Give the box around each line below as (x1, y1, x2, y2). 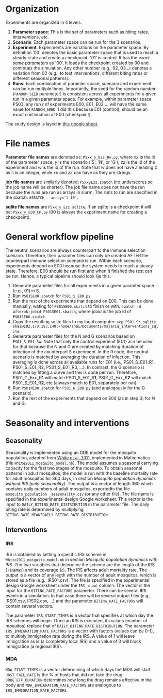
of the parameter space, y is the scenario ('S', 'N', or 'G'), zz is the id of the (5, 159, 155, 165)
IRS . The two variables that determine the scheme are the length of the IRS (5, 561, 155, 567)
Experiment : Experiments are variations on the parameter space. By (12, 44, 149, 50)
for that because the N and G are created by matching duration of (12, 344, 144, 349)
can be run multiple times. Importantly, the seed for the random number (12, 86, 156, 91)
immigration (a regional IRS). (5, 643, 63, 649)
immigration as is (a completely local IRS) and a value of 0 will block (5, 638, 141, 644)
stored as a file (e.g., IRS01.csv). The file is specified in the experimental (5, 577, 150, 583)
